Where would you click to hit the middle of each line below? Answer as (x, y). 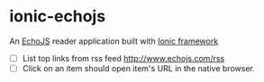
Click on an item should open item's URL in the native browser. (138, 68)
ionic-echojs (58, 16)
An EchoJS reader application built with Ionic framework (114, 41)
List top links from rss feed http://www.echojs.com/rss (123, 58)
